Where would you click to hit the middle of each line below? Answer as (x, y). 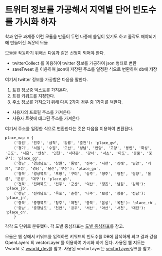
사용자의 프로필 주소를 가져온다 (41, 112)
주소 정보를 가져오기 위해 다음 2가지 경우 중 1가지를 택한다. (67, 102)
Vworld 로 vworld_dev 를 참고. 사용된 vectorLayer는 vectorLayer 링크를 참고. (79, 248)
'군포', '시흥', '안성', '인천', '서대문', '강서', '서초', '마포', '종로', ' (77, 153)
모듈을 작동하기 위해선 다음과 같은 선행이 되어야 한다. (55, 53)
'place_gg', (29, 158)
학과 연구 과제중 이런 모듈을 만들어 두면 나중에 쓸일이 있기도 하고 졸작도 (72, 36)
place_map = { (19, 138)
